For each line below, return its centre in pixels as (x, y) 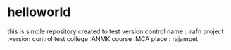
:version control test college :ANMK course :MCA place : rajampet (103, 38)
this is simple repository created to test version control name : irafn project (115, 31)
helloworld (39, 12)
